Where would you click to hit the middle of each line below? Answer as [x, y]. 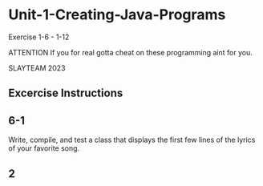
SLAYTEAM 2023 [37, 68]
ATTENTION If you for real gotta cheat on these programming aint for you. [130, 52]
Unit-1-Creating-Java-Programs [117, 15]
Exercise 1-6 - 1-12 [39, 37]
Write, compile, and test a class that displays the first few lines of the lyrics [132, 140]
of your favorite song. [44, 148]
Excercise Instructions [66, 93]
